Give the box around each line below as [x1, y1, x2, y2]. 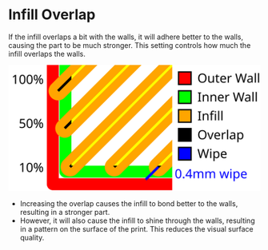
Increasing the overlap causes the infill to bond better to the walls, [19, 198, 238, 208]
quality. [19, 232, 45, 242]
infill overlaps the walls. [8, 49, 86, 58]
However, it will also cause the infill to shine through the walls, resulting [19, 216, 255, 225]
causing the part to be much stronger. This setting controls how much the [8, 40, 251, 50]
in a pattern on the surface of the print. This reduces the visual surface [19, 224, 254, 233]
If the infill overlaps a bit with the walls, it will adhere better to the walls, [8, 32, 244, 42]
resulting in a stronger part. [19, 207, 110, 216]
